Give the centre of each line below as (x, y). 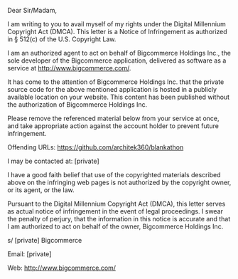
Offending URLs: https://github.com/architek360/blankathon (96, 147)
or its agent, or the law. (41, 190)
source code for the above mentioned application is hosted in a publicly (112, 89)
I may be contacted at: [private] (53, 161)
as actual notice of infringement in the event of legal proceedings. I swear (115, 211)
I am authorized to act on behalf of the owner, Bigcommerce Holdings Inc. (115, 226)
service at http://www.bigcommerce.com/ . (69, 68)
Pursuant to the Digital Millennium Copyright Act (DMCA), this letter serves (117, 204)
